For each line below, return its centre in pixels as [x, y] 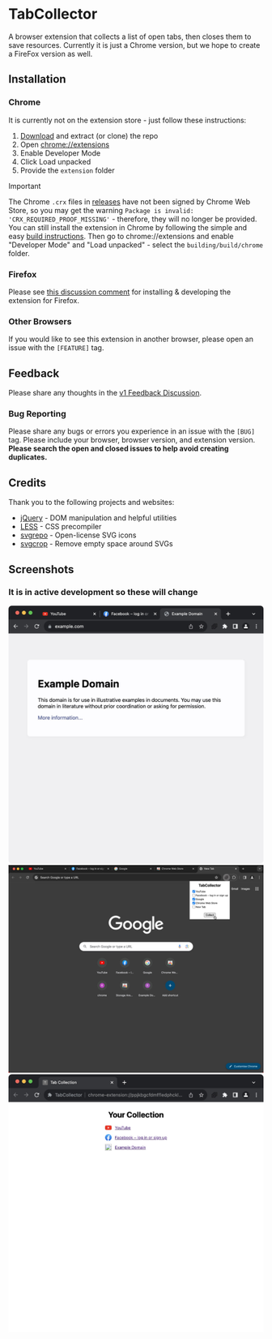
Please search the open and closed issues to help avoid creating [119, 449]
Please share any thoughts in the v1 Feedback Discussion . [105, 393]
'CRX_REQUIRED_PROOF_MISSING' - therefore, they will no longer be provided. [133, 219]
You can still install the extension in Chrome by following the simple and [128, 227]
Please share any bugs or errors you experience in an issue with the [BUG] [132, 431]
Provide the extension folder [67, 170]
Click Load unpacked [55, 161]
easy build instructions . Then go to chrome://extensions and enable [121, 236]
